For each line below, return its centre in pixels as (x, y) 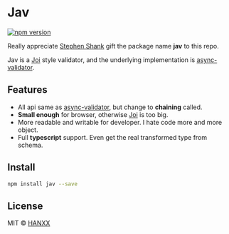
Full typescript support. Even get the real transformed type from (112, 137)
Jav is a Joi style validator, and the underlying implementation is (101, 60)
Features (27, 90)
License (25, 206)
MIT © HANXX (29, 223)
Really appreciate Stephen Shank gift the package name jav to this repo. (113, 46)
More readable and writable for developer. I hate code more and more (120, 122)
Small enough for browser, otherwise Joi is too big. (93, 114)
